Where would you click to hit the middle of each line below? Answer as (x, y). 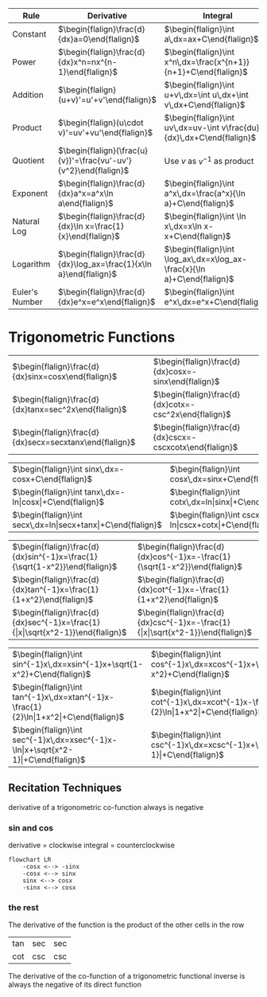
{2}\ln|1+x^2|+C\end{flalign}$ (68, 717)
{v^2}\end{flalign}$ (94, 170)
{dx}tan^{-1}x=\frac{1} (56, 589)
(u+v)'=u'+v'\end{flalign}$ (108, 100)
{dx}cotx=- (174, 404)
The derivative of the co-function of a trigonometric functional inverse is (127, 976)
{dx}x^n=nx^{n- (88, 62)
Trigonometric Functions (92, 337)
